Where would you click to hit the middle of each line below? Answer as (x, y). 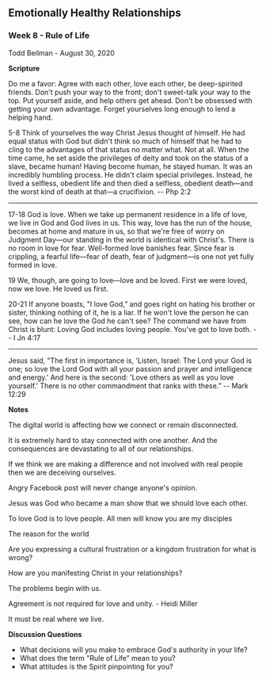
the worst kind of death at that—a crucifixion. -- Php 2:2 (100, 191)
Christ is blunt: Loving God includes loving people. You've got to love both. (130, 329)
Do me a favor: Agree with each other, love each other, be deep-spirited (125, 83)
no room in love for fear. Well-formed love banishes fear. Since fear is (122, 248)
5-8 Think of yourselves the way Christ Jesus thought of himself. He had (127, 132)
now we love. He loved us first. (59, 288)
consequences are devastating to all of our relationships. (101, 448)
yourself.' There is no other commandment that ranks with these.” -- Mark (128, 385)
